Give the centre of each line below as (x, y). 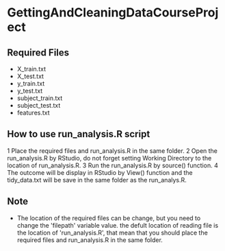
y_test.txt (30, 91)
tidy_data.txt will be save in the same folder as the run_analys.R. (97, 180)
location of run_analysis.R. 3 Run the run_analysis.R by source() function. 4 (113, 165)
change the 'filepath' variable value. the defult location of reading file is (118, 225)
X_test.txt (30, 76)
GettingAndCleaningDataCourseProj (113, 13)
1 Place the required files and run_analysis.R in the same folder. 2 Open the (112, 151)
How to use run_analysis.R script (79, 134)
